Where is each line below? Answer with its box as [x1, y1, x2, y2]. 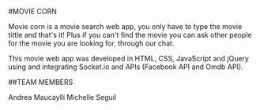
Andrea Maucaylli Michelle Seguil [8, 93, 117, 101]
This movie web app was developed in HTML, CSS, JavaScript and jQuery [8, 54, 249, 63]
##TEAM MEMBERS [8, 78, 73, 86]
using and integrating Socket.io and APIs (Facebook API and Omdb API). [8, 62, 243, 71]
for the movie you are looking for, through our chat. [8, 38, 175, 48]
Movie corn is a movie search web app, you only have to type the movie [8, 22, 243, 31]
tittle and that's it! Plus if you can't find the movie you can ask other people [8, 31, 252, 39]
